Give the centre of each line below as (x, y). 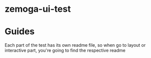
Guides (20, 32)
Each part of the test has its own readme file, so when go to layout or (75, 45)
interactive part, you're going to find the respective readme (65, 51)
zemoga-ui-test (38, 9)
